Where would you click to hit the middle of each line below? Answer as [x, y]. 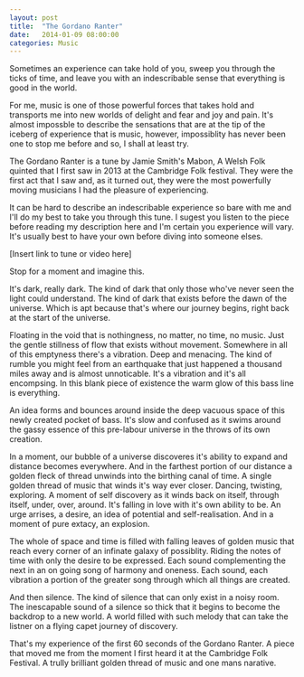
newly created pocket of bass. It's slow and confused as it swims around [145, 420]
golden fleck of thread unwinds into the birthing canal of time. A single [141, 476]
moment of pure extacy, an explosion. [80, 524]
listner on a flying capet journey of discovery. [94, 626]
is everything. [35, 393]
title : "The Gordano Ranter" [66, 26]
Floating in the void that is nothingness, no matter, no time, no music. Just [147, 335]
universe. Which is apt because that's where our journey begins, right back [149, 308]
